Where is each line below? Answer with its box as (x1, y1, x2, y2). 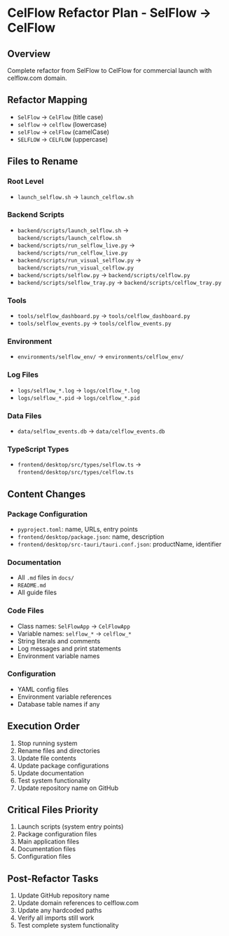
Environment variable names (17, 651, 100, 660)
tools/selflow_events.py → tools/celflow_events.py (17, 319, 172, 328)
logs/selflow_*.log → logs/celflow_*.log (17, 386, 140, 394)
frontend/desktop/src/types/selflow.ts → (17, 460, 141, 469)
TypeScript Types (7, 444, 69, 454)
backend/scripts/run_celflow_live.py (17, 249, 128, 257)
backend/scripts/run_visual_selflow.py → (17, 255, 141, 264)
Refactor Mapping (7, 94, 88, 106)
